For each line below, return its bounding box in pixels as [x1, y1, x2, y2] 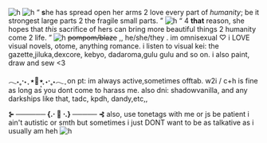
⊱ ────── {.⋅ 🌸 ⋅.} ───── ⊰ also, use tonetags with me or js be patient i [8, 110, 249, 118]
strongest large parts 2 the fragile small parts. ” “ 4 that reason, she [8, 16, 245, 25]
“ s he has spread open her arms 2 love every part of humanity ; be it [36, 8, 260, 17]
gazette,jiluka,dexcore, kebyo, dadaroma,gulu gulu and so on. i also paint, [8, 50, 250, 59]
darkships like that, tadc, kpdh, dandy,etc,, [8, 94, 148, 103]
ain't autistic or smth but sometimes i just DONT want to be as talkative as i [8, 118, 254, 127]
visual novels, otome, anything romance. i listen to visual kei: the [8, 41, 219, 51]
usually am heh [8, 126, 58, 135]
